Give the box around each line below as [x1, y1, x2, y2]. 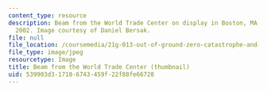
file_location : [8, 41, 59, 49]
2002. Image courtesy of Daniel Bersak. [15, 26, 151, 34]
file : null [8, 33, 44, 42]
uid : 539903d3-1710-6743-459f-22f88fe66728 [8, 70, 155, 78]
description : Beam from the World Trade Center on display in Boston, [8, 19, 247, 27]
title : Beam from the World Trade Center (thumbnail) [8, 63, 191, 71]
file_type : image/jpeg [8, 48, 83, 56]
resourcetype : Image [8, 56, 77, 64]
